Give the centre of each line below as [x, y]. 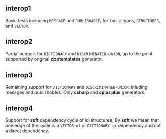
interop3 [19, 75]
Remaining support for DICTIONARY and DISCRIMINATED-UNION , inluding [76, 87]
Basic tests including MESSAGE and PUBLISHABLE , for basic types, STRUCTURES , [83, 20]
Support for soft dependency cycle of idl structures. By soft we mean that [82, 120]
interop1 [18, 8]
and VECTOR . [17, 26]
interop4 [19, 108]
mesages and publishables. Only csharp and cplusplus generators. [75, 92]
